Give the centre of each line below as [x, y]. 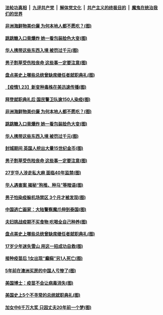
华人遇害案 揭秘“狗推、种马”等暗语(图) [44, 185]
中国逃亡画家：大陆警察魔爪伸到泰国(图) [46, 210]
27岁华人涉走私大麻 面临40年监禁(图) [43, 173]
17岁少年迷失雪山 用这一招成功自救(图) [44, 246]
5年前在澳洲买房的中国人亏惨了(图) [41, 271]
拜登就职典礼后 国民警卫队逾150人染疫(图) [48, 99]
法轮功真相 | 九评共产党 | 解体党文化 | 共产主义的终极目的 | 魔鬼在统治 [79, 7]
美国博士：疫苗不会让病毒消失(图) [39, 283]
